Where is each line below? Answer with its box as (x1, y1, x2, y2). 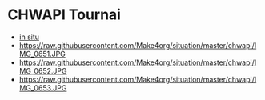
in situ (18, 32, 40, 42)
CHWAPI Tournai (7, 6, 122, 24)
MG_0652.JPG (18, 66, 67, 75)
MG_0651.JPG (18, 49, 66, 58)
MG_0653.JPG (18, 82, 67, 93)
